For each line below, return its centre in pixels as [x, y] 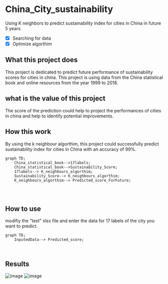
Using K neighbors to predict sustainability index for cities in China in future [83, 23]
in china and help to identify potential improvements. [59, 116]
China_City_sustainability [59, 9]
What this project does [41, 60]
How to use [23, 208]
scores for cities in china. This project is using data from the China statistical [84, 77]
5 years [13, 28]
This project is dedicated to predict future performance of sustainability [79, 72]
